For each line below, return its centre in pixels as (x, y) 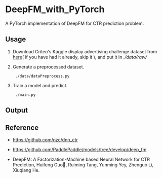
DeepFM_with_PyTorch (55, 9)
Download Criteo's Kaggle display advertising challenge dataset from (85, 51)
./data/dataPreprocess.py (42, 76)
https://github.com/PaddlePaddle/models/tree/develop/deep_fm (79, 149)
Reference (22, 128)
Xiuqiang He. (26, 170)
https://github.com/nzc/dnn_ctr (45, 139)
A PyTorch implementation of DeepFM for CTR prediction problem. (75, 23)
